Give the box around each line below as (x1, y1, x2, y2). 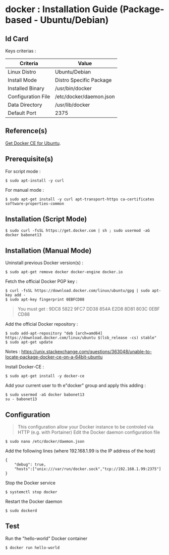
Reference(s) (5, 126, 47, 135)
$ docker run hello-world (5, 545, 60, 550)
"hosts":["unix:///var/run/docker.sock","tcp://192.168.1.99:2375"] (14, 466, 161, 472)
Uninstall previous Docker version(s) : (5, 260, 84, 266)
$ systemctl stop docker (5, 490, 58, 495)
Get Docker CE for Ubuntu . (5, 140, 61, 146)
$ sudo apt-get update (5, 340, 53, 345)
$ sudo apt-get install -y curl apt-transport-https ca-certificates (5, 196, 155, 202)
